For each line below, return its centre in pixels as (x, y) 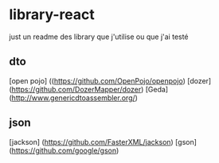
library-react (52, 15)
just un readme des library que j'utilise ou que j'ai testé (99, 37)
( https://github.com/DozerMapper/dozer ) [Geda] (89, 89)
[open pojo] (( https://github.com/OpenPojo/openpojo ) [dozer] (110, 80)
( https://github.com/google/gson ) (64, 150)
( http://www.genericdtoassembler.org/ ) (74, 98)
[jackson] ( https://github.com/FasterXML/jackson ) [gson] (103, 142)
